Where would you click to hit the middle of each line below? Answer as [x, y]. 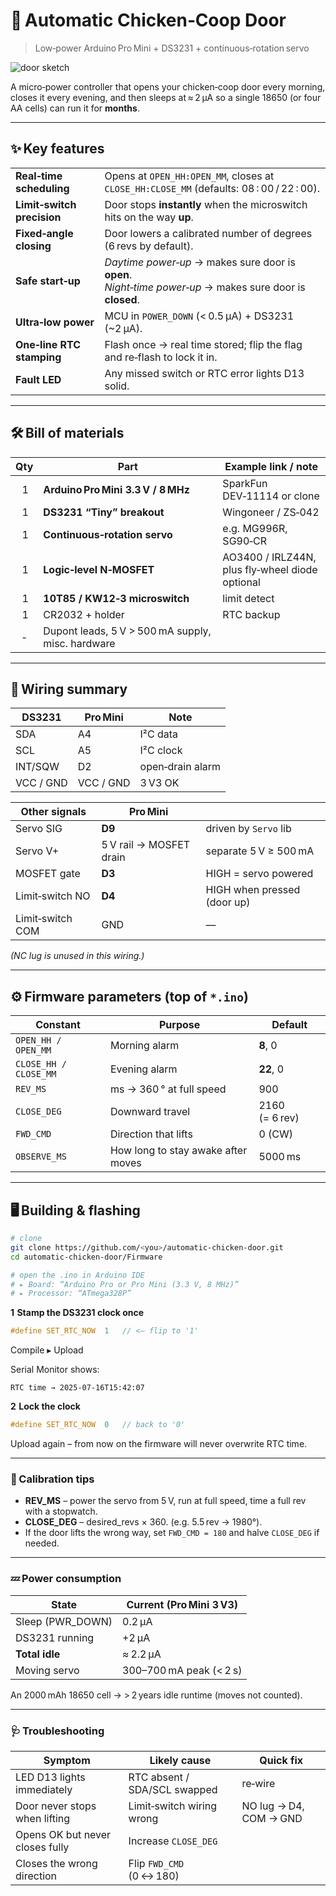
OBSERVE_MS [41, 1157]
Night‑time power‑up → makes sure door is [205, 287]
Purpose [179, 1025]
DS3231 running [55, 1637]
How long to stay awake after [178, 1151]
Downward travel [150, 1112]
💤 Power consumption [66, 1579]
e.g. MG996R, [255, 528]
